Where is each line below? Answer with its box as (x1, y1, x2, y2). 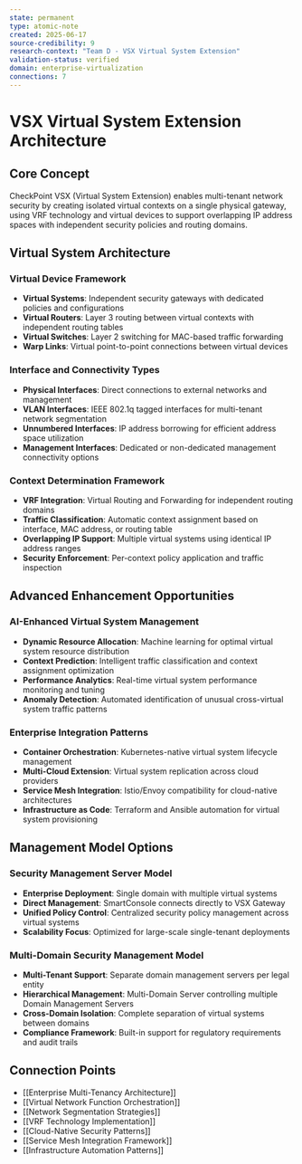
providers (22, 776, 59, 787)
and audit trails (22, 1037, 79, 1047)
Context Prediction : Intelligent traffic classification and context (22, 655, 258, 666)
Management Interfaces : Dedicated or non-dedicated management (22, 442, 277, 453)
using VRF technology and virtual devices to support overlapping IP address (9, 209, 293, 220)
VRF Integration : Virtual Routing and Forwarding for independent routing (22, 495, 294, 506)
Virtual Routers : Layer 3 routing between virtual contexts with (22, 312, 255, 323)
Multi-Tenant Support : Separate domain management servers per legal (22, 969, 289, 980)
